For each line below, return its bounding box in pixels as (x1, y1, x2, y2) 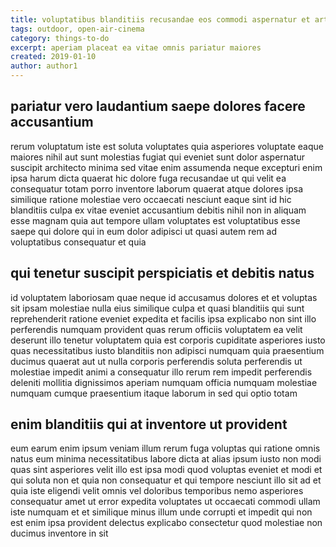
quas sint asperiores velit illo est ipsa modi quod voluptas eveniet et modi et (10, 464, 323, 476)
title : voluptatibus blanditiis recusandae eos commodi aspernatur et (10, 14, 311, 25)
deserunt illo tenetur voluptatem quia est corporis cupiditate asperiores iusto (10, 334, 326, 346)
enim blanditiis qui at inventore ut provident (10, 416, 288, 433)
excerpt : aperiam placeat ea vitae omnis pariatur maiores (10, 42, 262, 53)
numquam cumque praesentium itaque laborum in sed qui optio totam (10, 387, 298, 399)
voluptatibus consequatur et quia (10, 236, 147, 248)
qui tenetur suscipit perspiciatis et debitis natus (10, 265, 315, 282)
